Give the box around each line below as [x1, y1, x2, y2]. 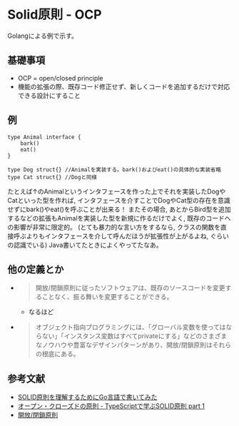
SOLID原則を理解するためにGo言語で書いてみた [17, 393, 158, 402]
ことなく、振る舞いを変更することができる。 [41, 293, 173, 301]
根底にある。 [41, 350, 80, 358]
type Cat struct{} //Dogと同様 [7, 173, 98, 181]
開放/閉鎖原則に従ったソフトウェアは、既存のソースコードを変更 [35, 283, 225, 293]
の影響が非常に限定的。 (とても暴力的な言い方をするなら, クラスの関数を [7, 223, 221, 231]
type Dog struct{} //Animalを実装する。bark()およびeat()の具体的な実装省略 [7, 166, 221, 173]
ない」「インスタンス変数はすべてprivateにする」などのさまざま [41, 332, 228, 340]
